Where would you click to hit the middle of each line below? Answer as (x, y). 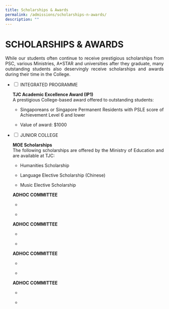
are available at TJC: (34, 156)
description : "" (22, 19)
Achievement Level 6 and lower (53, 115)
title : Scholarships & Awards (37, 10)
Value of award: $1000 (43, 125)
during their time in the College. (38, 74)
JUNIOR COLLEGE (39, 135)
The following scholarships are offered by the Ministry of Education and (88, 150)
